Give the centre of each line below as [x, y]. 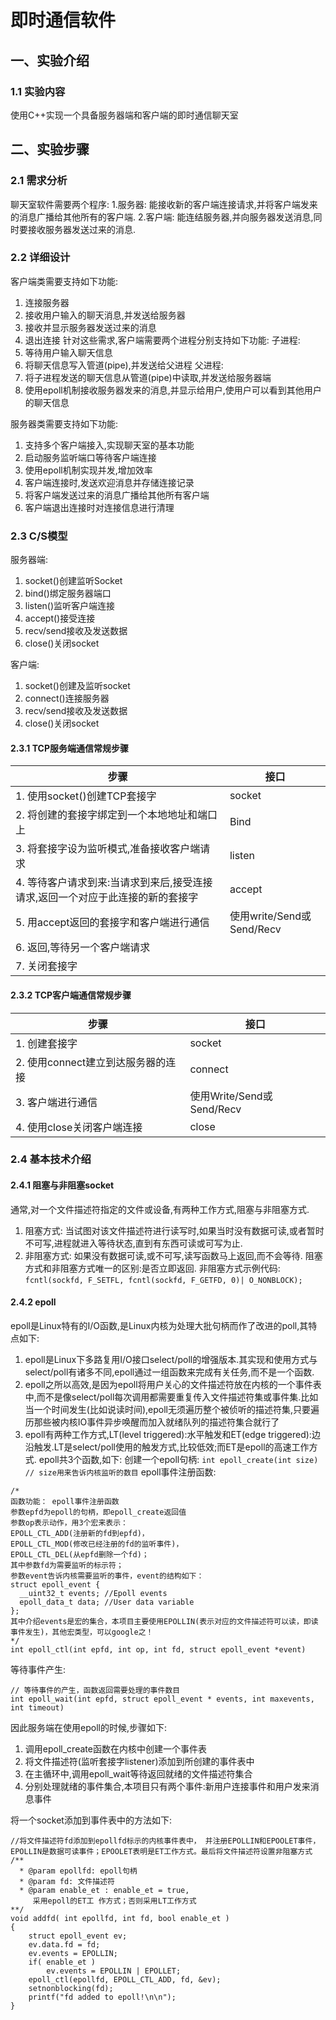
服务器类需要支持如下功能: [64, 423]
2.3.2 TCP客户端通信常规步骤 [71, 995]
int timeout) [37, 1707]
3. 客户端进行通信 [56, 1102]
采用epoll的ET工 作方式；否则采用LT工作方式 [114, 1901]
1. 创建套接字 [46, 1043]
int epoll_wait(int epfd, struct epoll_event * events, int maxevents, [162, 1699]
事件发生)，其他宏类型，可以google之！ [82, 1632]
